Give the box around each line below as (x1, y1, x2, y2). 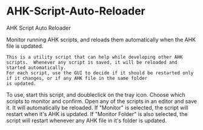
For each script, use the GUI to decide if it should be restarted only (6, 70, 194, 76)
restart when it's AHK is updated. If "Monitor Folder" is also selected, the (6, 110, 188, 117)
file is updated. (6, 42, 44, 50)
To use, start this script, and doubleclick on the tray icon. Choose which (6, 91, 186, 98)
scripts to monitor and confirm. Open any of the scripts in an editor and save (6, 97, 197, 105)
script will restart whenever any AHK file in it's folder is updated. (6, 117, 167, 124)
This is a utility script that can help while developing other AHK (6, 54, 183, 60)
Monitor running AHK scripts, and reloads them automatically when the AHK (6, 36, 196, 43)
